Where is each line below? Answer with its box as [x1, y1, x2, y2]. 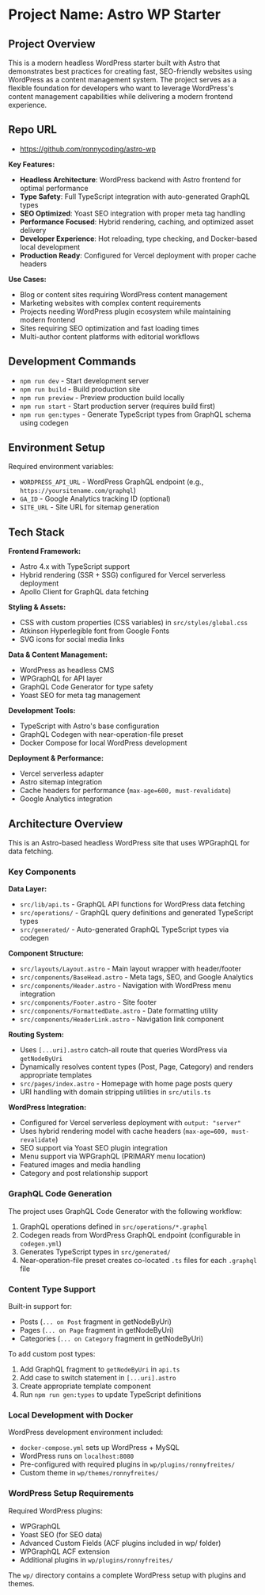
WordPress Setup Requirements [8, 1488, 134, 1499]
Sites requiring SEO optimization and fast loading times [19, 323, 199, 333]
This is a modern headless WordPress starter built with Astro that [8, 58, 221, 67]
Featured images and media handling [19, 1160, 141, 1170]
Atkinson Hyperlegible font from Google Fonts [19, 626, 170, 635]
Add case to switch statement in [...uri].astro [19, 1372, 176, 1382]
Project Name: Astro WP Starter [8, 6, 221, 24]
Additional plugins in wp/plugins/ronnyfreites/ [19, 1555, 174, 1564]
